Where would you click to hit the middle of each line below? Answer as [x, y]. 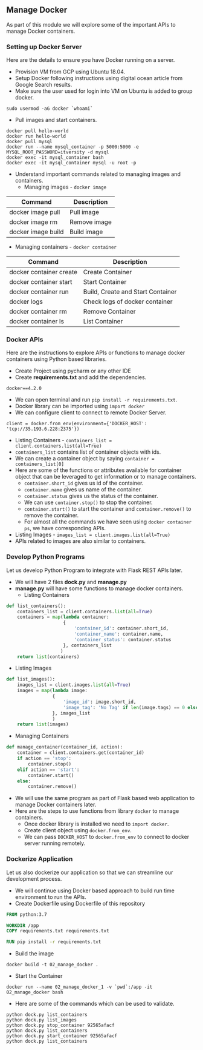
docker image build [37, 232]
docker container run [39, 292]
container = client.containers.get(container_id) [81, 753]
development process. [34, 878]
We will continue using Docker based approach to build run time [95, 890]
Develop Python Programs [46, 557]
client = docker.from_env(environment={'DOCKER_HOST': [77, 424]
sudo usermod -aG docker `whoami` [50, 109]
